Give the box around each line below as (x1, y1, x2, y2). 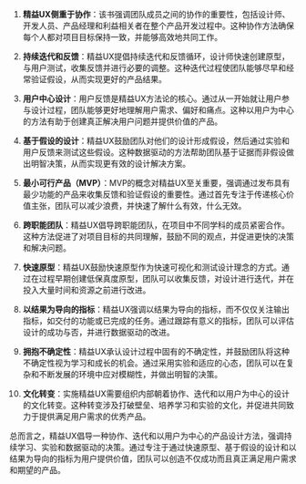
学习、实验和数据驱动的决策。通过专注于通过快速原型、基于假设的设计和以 (16, 442, 297, 452)
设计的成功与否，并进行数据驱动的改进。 (22, 327, 175, 337)
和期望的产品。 (9, 465, 66, 475)
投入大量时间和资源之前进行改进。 (22, 284, 151, 295)
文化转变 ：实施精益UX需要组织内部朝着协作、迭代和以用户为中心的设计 (22, 388, 290, 399)
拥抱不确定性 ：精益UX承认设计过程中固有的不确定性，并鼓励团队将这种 (22, 346, 290, 356)
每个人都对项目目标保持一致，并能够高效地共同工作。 (22, 32, 223, 42)
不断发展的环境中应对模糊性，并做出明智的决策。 (38, 369, 223, 379)
